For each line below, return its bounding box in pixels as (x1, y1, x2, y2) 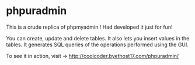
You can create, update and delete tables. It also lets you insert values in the (6, 35, 190, 42)
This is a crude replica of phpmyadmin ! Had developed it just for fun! (6, 23, 173, 30)
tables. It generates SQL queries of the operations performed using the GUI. (6, 41, 189, 48)
